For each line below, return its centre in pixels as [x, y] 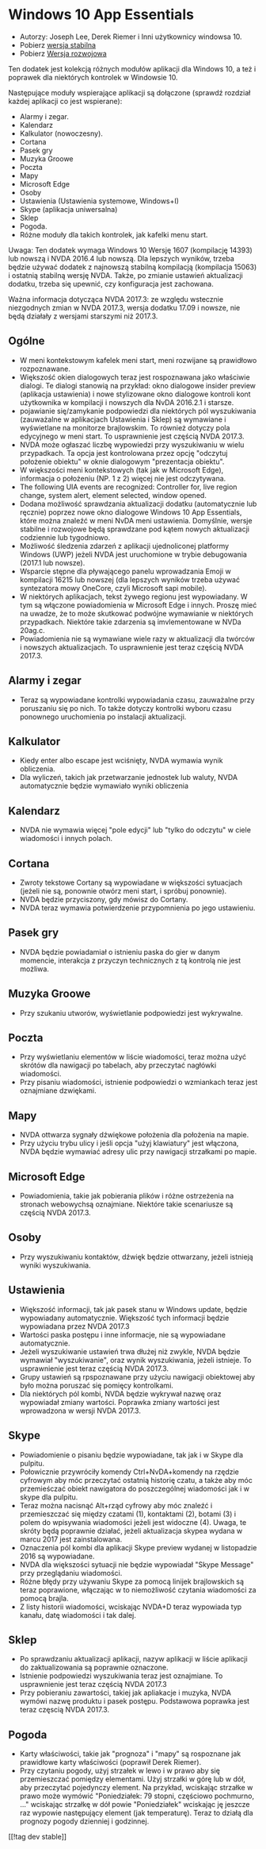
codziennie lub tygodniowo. [65, 537]
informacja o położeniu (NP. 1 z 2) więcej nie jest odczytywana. [123, 478]
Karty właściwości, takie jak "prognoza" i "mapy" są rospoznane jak [130, 1754]
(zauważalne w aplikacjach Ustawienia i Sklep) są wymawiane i [123, 419]
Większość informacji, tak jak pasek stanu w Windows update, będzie [133, 1309]
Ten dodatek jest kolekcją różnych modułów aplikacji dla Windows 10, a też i [132, 68]
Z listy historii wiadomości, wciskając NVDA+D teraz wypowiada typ [131, 1607]
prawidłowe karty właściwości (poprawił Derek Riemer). [110, 1762]
